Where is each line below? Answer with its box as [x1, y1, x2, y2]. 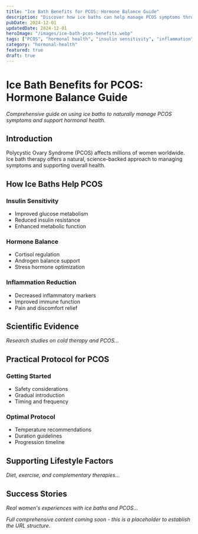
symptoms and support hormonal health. [6, 116, 106, 124]
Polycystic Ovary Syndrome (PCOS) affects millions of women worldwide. [6, 149, 185, 157]
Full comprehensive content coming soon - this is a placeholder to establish [6, 516, 190, 523]
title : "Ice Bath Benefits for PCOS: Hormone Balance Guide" [6, 8, 160, 15]
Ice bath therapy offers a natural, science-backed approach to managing [6, 156, 183, 163]
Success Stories [6, 488, 68, 499]
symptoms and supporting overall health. [6, 162, 106, 169]
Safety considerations [14, 386, 68, 393]
